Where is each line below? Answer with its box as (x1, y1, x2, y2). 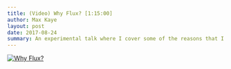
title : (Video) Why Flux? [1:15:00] (7, 10, 113, 17)
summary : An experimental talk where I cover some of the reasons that (7, 36, 218, 42)
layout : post (7, 23, 45, 29)
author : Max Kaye (7, 16, 57, 23)
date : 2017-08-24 (7, 29, 57, 36)
